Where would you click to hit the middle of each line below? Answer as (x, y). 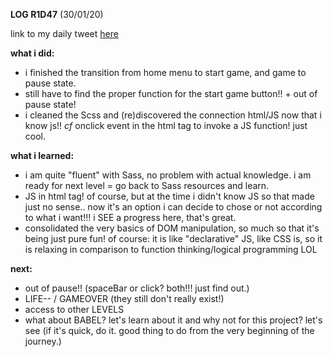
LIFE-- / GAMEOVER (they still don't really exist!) (124, 298)
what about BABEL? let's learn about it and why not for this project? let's (173, 320)
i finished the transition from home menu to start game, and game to (165, 72)
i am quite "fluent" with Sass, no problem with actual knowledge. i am (168, 175)
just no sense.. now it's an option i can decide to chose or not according (173, 207)
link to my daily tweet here (64, 33)
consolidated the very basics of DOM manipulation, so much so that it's (172, 228)
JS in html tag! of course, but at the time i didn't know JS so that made (169, 196)
